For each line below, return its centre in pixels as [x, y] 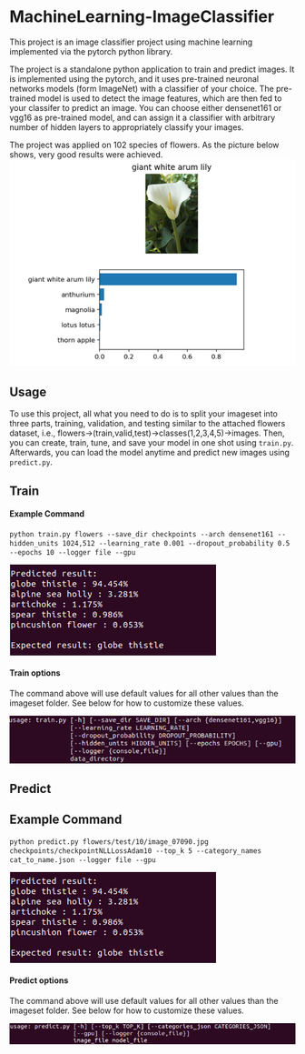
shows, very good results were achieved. [86, 154]
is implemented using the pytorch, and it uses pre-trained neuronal [134, 78]
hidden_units [34, 543]
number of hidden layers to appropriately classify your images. [127, 127]
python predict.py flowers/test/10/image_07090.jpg [109, 842]
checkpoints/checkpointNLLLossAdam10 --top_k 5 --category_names [135, 851]
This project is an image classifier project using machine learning [131, 42]
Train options [35, 673]
